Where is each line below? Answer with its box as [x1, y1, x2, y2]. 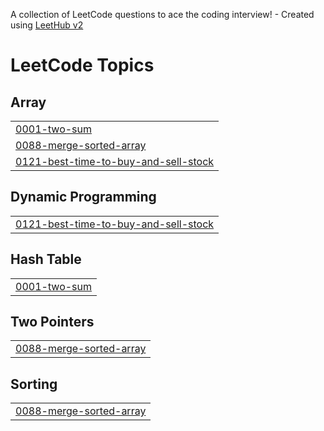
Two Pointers [10, 314, 95, 331]
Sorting [10, 375, 58, 393]
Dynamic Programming [10, 189, 157, 206]
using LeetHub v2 [10, 19, 84, 31]
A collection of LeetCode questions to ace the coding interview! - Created [10, 9, 315, 20]
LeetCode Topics [10, 54, 155, 77]
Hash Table [10, 251, 82, 268]
